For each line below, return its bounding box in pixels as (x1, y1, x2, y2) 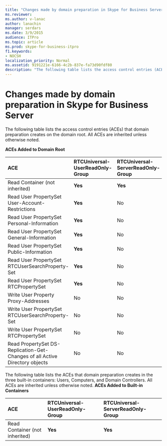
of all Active (29, 353, 58, 360)
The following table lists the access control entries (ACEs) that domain (5, 126, 149, 132)
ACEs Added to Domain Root (5, 146, 65, 152)
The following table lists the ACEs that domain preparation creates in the (5, 372, 153, 377)
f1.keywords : (5, 49, 32, 54)
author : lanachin (5, 21, 41, 26)
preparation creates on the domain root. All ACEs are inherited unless (5, 131, 147, 137)
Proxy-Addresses (7, 297, 50, 304)
